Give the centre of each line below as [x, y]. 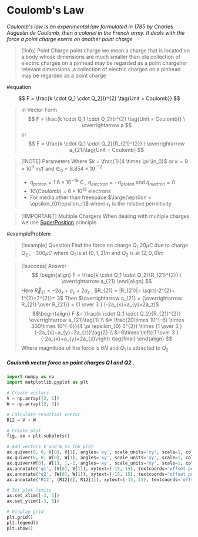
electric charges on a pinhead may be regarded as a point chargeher [104, 63]
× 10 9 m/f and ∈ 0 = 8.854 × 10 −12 [61, 169]
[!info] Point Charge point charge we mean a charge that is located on [105, 50]
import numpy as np [31, 377]
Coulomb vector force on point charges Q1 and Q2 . [71, 363]
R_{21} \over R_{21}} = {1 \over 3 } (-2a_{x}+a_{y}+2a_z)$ [90, 304]
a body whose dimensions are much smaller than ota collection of [101, 57]
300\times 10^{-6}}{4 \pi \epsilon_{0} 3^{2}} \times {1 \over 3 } [107, 326]
